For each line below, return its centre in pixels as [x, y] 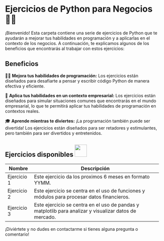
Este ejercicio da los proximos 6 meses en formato [92, 176]
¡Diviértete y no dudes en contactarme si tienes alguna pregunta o [72, 229]
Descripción [95, 168]
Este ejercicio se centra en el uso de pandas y [87, 205]
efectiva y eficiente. [25, 86]
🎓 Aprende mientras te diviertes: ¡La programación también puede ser [78, 121]
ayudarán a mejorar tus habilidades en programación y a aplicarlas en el [78, 38]
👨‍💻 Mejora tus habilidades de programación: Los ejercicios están [72, 76]
